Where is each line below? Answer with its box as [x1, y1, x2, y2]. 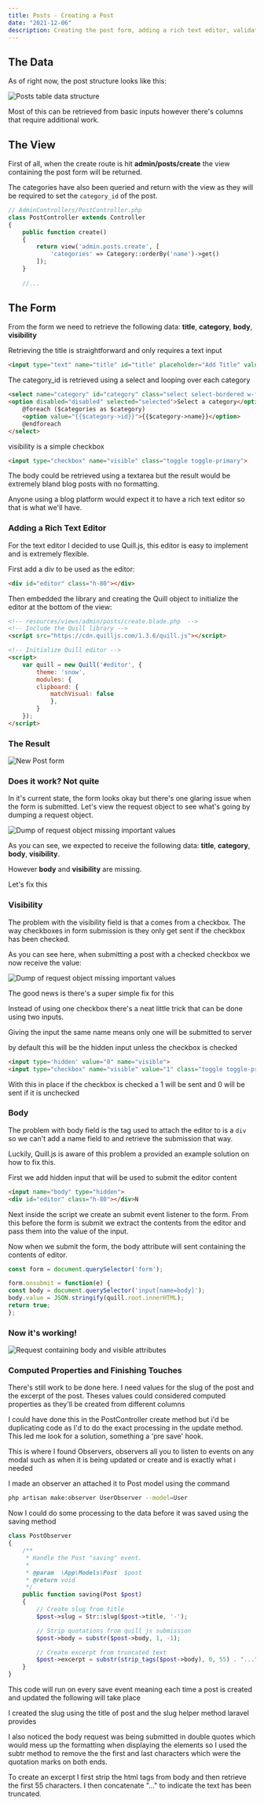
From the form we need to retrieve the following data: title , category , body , [8, 322, 253, 332]
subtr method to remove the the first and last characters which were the [8, 1749, 241, 1758]
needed [8, 1464, 33, 1473]
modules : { [36, 675, 72, 683]
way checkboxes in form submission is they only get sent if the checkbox [8, 925, 246, 935]
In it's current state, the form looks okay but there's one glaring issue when [8, 794, 251, 803]
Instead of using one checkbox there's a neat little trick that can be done [8, 1003, 244, 1013]
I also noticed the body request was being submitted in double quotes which [8, 1732, 256, 1742]
